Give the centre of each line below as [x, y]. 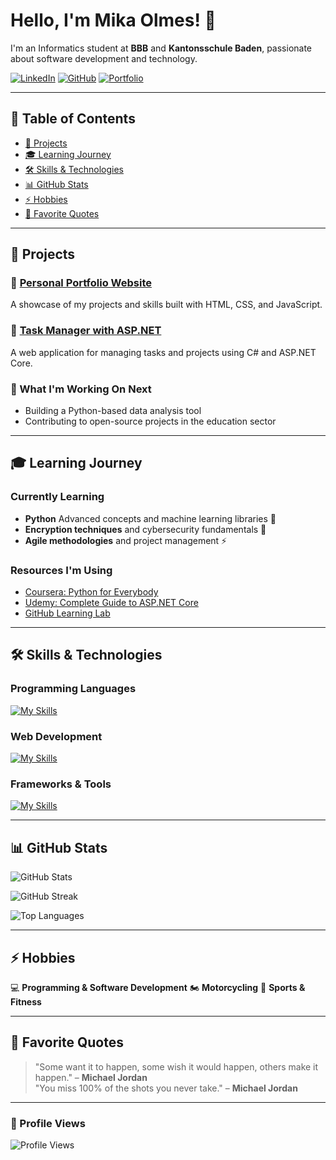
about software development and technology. [104, 58]
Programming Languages [73, 689]
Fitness [26, 1001]
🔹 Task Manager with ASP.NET [86, 331]
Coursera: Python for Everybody [91, 592]
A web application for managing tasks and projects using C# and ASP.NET [163, 352]
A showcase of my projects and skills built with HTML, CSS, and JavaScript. [166, 305]
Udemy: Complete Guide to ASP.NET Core [111, 603]
